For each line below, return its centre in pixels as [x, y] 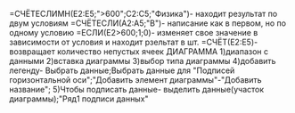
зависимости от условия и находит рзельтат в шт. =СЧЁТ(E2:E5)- [134, 42]
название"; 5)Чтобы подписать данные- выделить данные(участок [137, 89]
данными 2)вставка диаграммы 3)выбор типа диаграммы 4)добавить [143, 61]
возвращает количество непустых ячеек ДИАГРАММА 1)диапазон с [139, 52]
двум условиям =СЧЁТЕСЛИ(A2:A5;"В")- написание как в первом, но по [148, 23]
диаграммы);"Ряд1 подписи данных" [79, 99]
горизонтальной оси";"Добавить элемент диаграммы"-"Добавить [135, 80]
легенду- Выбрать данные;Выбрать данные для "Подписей [122, 70]
